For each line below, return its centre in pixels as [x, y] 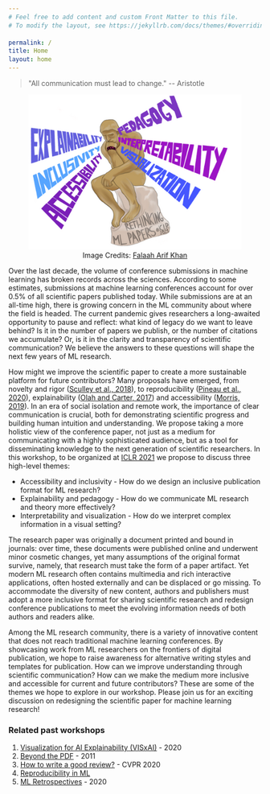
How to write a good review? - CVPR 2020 [90, 765]
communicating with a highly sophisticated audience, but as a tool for [123, 440]
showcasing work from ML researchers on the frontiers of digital [115, 650]
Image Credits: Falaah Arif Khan [135, 255]
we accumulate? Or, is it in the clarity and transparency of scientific [120, 339]
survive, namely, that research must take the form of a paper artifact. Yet [129, 566]
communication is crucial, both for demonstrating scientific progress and [129, 415]
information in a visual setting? [71, 525]
